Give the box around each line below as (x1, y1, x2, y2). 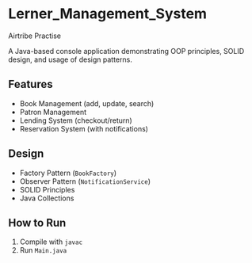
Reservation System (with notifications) (19, 124, 149, 133)
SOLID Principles (19, 185, 75, 194)
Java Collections (19, 193, 74, 203)
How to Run (8, 215, 67, 230)
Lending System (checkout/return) (19, 116, 132, 125)
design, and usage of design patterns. (8, 55, 132, 64)
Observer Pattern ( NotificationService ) (19, 176, 151, 186)
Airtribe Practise (8, 31, 62, 40)
